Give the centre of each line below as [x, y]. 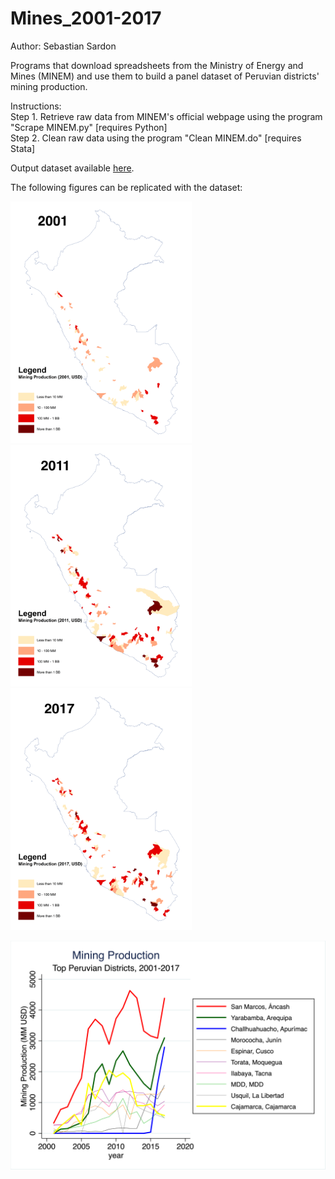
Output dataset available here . [72, 168]
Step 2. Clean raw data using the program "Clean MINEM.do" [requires [156, 138]
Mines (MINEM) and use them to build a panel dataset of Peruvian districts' [165, 76]
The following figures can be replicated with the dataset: [126, 187]
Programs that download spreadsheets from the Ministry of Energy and [157, 65]
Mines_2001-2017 [86, 18]
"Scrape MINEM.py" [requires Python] [89, 127]
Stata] [23, 148]
